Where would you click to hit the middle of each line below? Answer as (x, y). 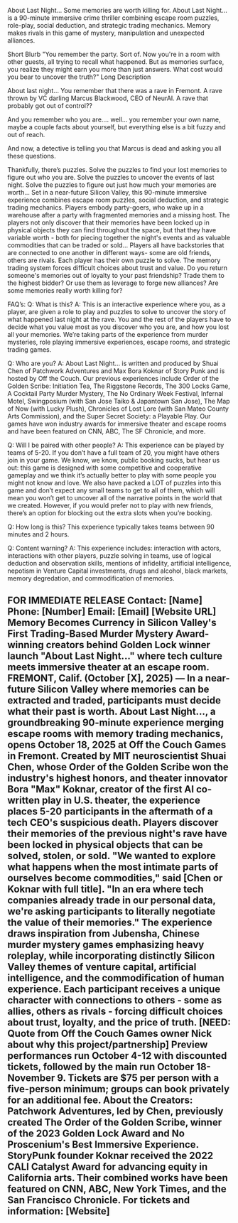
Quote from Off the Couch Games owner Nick (109, 1034)
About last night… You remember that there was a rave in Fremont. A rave (115, 91)
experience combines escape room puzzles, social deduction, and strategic (118, 200)
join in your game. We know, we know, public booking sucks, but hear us (114, 460)
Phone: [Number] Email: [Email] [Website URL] (112, 611)
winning (26, 645)
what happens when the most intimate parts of (113, 867)
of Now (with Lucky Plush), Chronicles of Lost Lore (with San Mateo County (118, 409)
